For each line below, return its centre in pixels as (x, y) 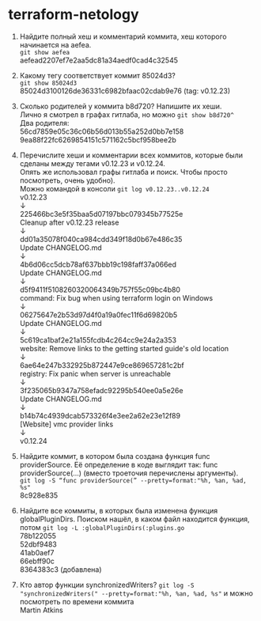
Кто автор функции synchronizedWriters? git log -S (107, 585)
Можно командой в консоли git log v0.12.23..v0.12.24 (114, 188)
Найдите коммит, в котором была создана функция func (115, 456)
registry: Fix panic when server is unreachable (95, 373)
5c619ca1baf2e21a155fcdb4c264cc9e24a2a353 (98, 340)
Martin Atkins (41, 610)
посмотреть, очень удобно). (68, 180)
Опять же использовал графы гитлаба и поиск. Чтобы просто (123, 172)
